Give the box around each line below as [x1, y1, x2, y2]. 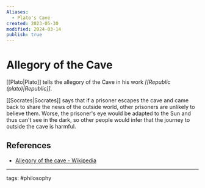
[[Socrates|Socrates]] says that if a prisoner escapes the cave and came [6, 97, 189, 104]
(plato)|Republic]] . [6, 85, 52, 92]
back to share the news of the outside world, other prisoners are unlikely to [6, 103, 195, 111]
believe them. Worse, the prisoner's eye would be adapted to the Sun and [6, 110, 191, 117]
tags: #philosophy [6, 174, 52, 181]
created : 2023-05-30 [6, 20, 59, 26]
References [6, 140, 51, 151]
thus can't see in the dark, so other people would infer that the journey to [6, 116, 190, 124]
